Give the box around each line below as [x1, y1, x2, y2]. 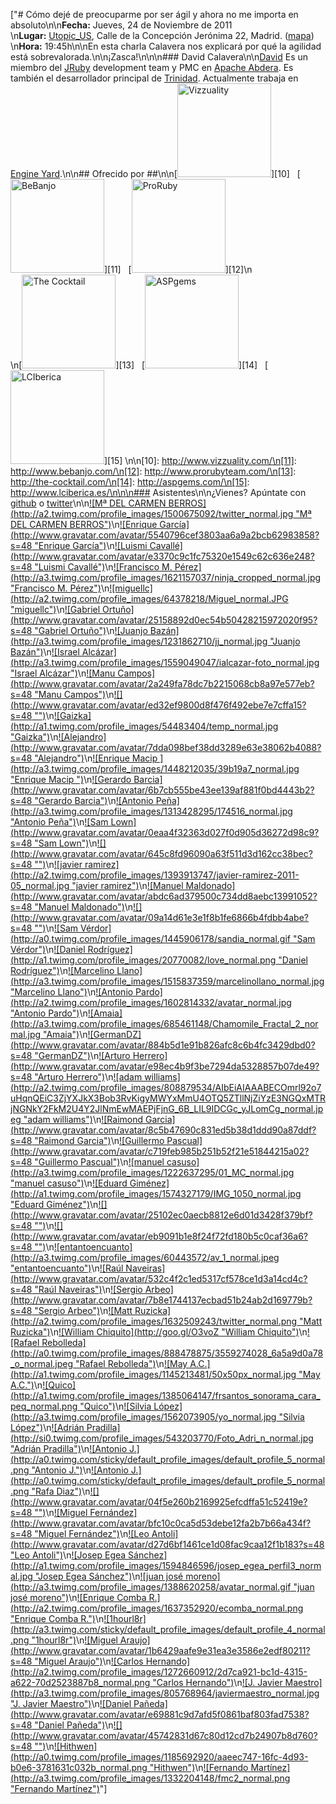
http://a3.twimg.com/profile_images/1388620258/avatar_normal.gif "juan [13, 1581, 315, 1593]
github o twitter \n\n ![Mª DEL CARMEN [10, 497, 167, 509]
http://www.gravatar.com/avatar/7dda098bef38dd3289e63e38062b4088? [13, 742, 322, 753]
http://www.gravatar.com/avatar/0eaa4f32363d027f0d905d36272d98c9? [13, 827, 320, 838]
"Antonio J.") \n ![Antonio [31, 1464, 129, 1476]
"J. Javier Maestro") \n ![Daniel [10, 1698, 132, 1709]
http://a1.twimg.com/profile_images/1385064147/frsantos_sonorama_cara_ [13, 1390, 321, 1401]
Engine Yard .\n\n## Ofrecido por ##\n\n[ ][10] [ [10, 168, 301, 179]
